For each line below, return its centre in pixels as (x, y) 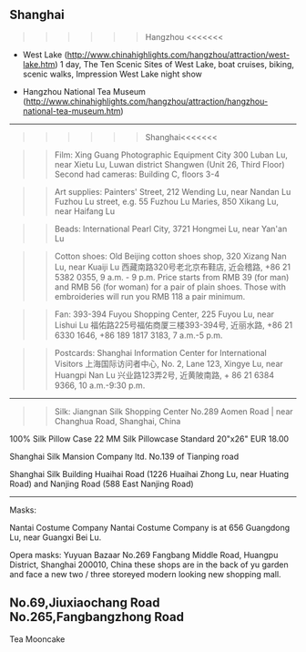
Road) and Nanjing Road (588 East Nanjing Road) (102, 484)
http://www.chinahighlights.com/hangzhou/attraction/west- (178, 55)
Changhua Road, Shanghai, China (117, 421)
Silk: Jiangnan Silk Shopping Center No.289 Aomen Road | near (173, 411)
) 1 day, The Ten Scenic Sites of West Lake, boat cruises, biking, (174, 64)
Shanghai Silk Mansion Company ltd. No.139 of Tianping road (124, 456)
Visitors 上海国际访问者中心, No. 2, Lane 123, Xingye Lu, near (169, 363)
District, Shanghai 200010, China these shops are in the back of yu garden (149, 565)
